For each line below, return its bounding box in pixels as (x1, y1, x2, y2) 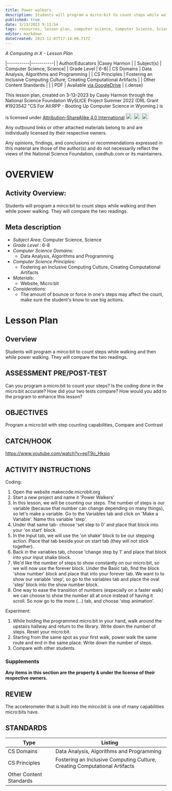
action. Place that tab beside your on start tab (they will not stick (12, 537, 149, 544)
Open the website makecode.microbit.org (12, 489, 101, 495)
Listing (101, 739, 119, 746)
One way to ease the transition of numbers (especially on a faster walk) (12, 587, 164, 593)
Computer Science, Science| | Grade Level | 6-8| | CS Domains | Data (5, 65, 152, 72)
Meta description (5, 223, 61, 231)
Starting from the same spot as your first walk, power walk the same (12, 634, 157, 640)
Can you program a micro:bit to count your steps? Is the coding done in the (5, 382, 164, 389)
